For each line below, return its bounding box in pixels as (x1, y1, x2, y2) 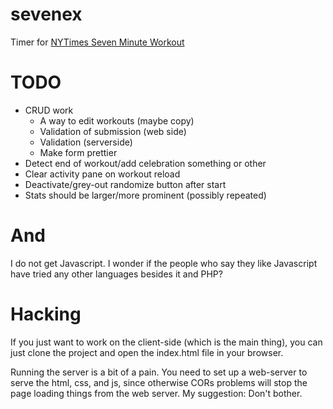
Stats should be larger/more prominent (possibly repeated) (24, 189, 267, 201)
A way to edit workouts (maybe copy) (39, 114, 195, 127)
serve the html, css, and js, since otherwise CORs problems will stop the (10, 376, 308, 388)
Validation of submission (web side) (39, 125, 187, 137)
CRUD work (24, 104, 74, 116)
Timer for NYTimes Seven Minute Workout (10, 36, 185, 48)
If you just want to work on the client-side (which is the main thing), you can (10, 336, 323, 348)
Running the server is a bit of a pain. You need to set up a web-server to (10, 366, 308, 378)
